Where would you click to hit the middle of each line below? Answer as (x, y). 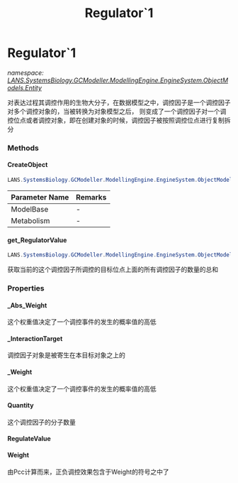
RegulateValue (29, 439)
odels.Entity (25, 87)
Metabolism (30, 220)
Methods (23, 148)
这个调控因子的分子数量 (41, 422)
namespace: (25, 72)
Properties (26, 288)
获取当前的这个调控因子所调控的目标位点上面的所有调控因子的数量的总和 (113, 270)
